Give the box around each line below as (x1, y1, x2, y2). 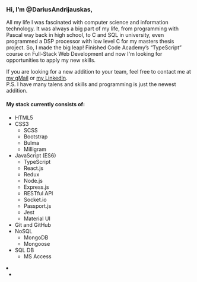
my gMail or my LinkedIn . (6, 74, 68, 82)
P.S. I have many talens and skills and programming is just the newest (6, 81, 176, 88)
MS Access (23, 252, 52, 260)
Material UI (23, 215, 50, 222)
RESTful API (23, 189, 53, 197)
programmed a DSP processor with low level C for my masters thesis (6, 38, 174, 45)
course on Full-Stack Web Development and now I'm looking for (6, 50, 163, 58)
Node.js (23, 177, 43, 184)
